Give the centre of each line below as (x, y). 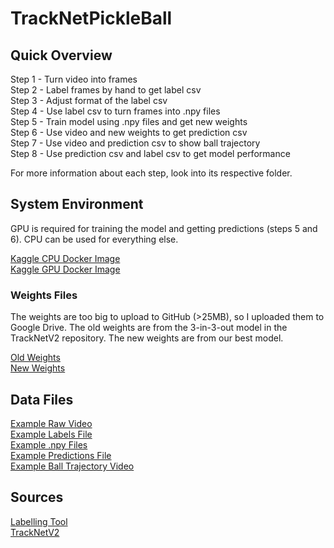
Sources (37, 497)
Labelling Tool (39, 521)
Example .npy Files (49, 444)
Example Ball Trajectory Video (72, 466)
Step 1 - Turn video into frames (74, 79)
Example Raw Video (51, 423)
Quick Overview (61, 55)
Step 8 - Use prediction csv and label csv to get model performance (150, 153)
